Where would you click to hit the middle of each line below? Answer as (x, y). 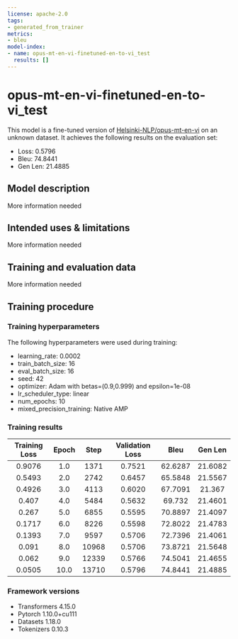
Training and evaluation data (72, 267)
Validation (133, 445)
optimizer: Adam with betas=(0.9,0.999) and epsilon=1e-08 (104, 386)
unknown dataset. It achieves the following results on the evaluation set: (113, 137)
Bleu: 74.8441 (38, 159)
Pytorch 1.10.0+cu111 (47, 614)
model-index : (27, 47)
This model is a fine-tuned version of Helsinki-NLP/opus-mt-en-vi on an (113, 130)
